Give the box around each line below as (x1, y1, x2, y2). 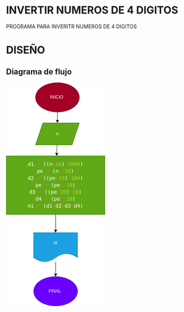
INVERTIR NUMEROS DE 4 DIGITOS (6, 4, 179, 17)
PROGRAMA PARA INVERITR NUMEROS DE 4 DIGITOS (6, 23, 137, 30)
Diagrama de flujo (6, 67, 72, 77)
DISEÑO (6, 43, 46, 57)
